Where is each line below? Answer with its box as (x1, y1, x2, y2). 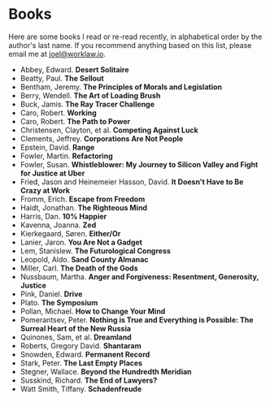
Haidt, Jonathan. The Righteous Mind (20, 202, 148, 212)
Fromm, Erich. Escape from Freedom (20, 194, 146, 204)
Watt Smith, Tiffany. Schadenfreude (20, 383, 142, 394)
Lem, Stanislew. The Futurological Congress (20, 245, 171, 256)
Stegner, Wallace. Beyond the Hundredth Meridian (20, 366, 193, 376)
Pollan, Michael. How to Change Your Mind (20, 306, 166, 316)
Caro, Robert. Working (20, 107, 98, 118)
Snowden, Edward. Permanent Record (20, 349, 150, 359)
